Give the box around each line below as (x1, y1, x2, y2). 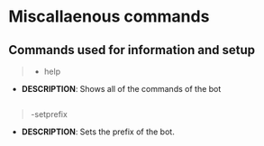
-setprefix (30, 109, 68, 119)
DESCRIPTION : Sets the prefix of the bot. (21, 126, 175, 137)
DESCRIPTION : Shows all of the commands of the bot (21, 84, 222, 94)
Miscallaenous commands (8, 6, 210, 27)
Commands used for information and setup (8, 42, 256, 58)
